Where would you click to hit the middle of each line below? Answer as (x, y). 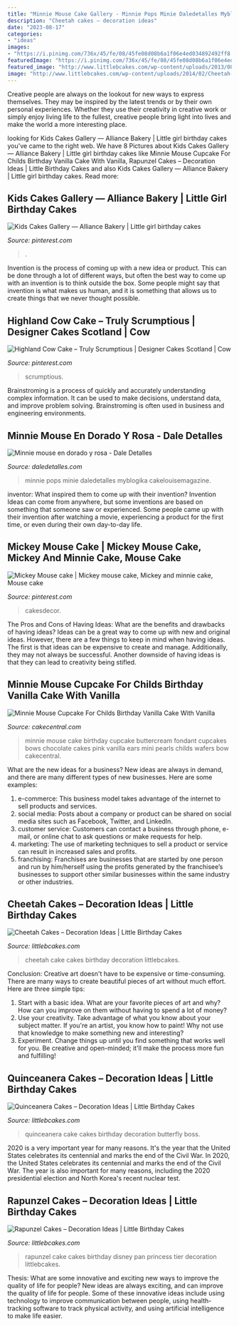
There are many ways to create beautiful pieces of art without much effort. (117, 982)
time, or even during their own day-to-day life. (75, 524)
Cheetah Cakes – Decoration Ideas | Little (101, 904)
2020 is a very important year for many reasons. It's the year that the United (119, 1148)
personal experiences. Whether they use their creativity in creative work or (117, 109)
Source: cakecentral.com (44, 726)
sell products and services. (57, 806)
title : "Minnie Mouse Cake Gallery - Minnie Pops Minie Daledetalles (113, 14)
